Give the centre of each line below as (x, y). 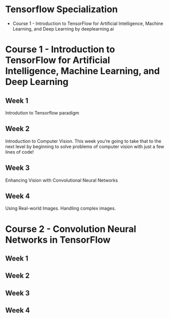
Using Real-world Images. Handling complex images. (61, 208)
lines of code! (20, 152)
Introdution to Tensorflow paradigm (42, 112)
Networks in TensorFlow (58, 240)
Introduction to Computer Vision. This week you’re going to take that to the (83, 141)
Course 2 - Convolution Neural (71, 229)
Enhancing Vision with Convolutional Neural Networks (62, 180)
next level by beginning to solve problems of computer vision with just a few (85, 147)
